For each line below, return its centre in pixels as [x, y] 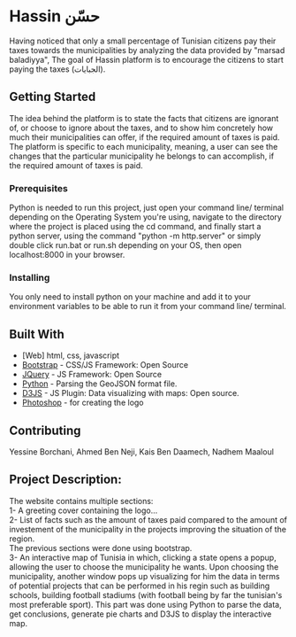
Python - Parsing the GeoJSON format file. [99, 384]
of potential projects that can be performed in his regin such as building [140, 586]
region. [22, 539]
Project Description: [65, 480]
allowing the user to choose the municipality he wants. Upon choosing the [144, 567]
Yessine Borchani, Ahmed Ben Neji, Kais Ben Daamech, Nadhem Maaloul [141, 451]
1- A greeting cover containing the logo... [83, 510]
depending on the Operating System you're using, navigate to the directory [146, 217]
